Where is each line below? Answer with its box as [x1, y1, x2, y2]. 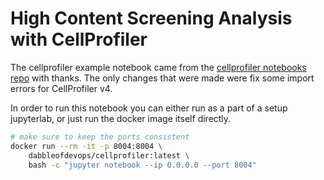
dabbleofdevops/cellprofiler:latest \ [28, 150, 190, 161]
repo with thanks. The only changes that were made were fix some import [10, 72, 315, 84]
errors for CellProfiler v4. [10, 82, 113, 94]
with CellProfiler [10, 28, 148, 51]
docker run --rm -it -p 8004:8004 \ [10, 141, 163, 151]
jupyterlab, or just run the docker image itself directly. [10, 112, 232, 124]
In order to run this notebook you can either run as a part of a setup [10, 102, 288, 114]
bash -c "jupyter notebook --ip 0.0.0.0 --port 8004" [28, 160, 257, 170]
